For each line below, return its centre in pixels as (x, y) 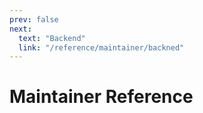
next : (20, 29)
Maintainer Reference (101, 97)
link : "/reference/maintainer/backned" (101, 47)
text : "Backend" (52, 38)
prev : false (34, 19)
